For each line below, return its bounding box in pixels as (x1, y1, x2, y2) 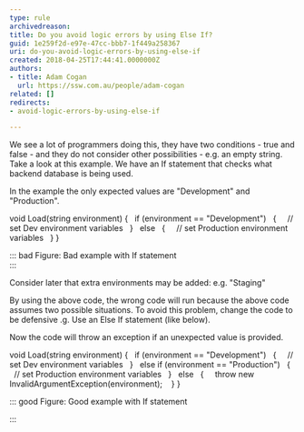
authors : (9, 65, 43, 74)
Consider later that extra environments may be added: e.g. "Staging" (9, 277, 266, 288)
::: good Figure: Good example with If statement (9, 397, 188, 407)
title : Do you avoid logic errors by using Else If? (9, 30, 213, 39)
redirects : (9, 97, 51, 107)
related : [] (9, 89, 54, 98)
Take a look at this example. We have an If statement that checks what (9, 158, 272, 169)
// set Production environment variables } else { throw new (13, 369, 255, 380)
